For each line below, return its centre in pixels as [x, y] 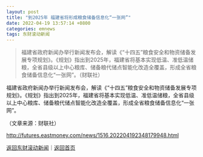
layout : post [23, 12]
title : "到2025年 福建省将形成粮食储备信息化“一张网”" [69, 18]
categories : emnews [31, 29]
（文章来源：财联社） [33, 123]
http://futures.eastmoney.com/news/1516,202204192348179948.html [93, 135]
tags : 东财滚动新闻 [28, 34]
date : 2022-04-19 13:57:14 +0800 [48, 23]
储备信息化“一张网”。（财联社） [65, 75]
